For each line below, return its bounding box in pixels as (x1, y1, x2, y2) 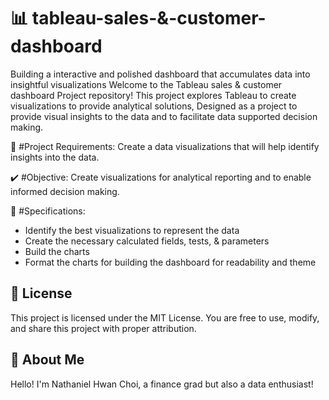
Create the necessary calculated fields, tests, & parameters (24, 235, 270, 247)
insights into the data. (10, 151, 100, 163)
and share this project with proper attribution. (10, 322, 197, 334)
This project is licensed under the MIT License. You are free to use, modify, (10, 311, 320, 324)
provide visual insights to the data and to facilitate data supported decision (10, 110, 318, 122)
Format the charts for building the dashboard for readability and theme (24, 256, 317, 268)
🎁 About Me (10, 351, 85, 369)
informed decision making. (10, 185, 120, 197)
